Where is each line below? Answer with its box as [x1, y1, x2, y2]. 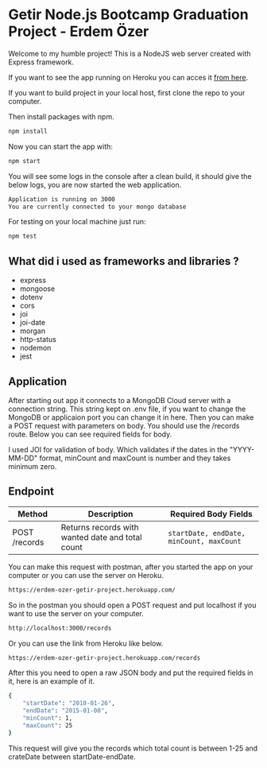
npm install [8, 127, 48, 135]
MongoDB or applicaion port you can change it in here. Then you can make [8, 412, 254, 422]
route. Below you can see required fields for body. [8, 429, 172, 439]
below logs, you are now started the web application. [8, 180, 182, 189]
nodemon [19, 343, 52, 353]
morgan [19, 326, 46, 336]
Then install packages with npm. [8, 111, 114, 121]
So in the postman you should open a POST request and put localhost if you [8, 600, 257, 610]
